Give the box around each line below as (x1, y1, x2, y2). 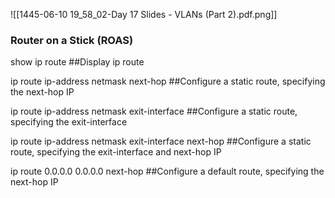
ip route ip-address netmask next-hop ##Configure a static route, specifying (10, 75, 326, 88)
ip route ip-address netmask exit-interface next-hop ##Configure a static (10, 135, 312, 148)
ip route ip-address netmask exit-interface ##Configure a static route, (10, 105, 298, 118)
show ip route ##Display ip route (10, 56, 145, 68)
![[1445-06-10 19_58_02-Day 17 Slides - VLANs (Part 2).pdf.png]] (10, 9, 278, 20)
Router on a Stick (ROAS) (10, 33, 134, 47)
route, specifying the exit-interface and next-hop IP (10, 146, 222, 158)
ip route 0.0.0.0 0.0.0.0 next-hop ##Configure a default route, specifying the (10, 165, 325, 178)
